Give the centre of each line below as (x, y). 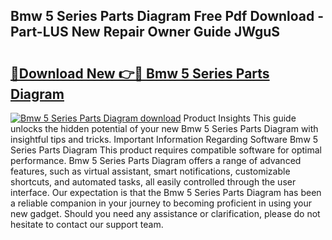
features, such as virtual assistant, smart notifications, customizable (150, 171)
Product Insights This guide (240, 118)
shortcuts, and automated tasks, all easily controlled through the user (153, 182)
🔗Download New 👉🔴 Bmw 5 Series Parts (140, 73)
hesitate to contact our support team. (87, 224)
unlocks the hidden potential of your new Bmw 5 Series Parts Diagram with (164, 128)
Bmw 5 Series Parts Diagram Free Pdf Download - (167, 16)
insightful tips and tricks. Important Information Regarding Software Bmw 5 (164, 139)
